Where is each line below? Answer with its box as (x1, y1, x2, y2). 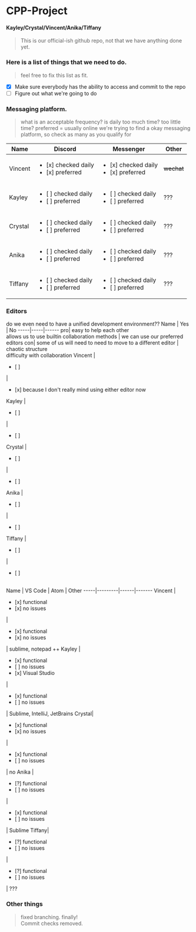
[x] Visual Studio (14, 670, 55, 677)
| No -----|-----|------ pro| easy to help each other (6, 327, 129, 334)
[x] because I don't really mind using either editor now (14, 386, 146, 394)
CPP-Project (6, 4, 68, 18)
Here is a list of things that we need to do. (6, 58, 127, 66)
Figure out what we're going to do (14, 90, 97, 97)
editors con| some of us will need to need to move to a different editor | (6, 339, 179, 346)
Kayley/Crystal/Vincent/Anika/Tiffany (6, 24, 102, 31)
